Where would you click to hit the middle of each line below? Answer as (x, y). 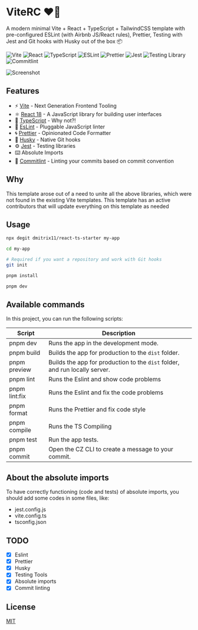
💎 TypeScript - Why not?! (45, 120)
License (21, 607)
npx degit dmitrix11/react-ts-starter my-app (63, 238)
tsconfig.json (30, 522)
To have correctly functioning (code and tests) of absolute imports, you (93, 492)
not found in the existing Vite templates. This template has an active (88, 200)
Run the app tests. (73, 440)
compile (20, 430)
